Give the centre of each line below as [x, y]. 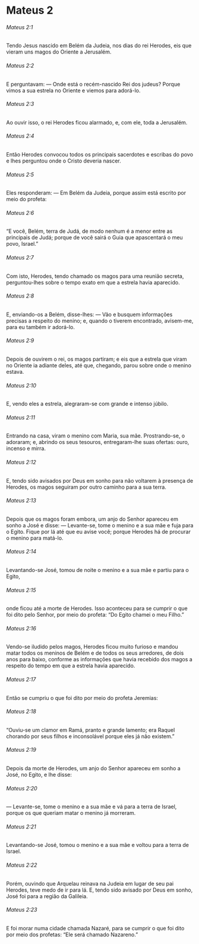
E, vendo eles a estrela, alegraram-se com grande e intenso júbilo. [87, 404]
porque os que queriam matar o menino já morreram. [71, 813]
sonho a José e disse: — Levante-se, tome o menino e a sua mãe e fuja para [100, 525]
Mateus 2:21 [21, 826]
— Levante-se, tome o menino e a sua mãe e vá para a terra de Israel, [91, 807]
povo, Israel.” [22, 244]
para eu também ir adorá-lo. [41, 327]
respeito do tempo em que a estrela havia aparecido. [71, 666]
